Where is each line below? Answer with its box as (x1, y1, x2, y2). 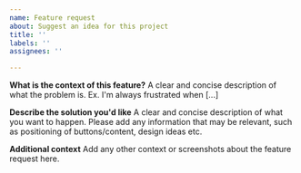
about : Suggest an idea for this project (9, 22, 169, 31)
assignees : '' (9, 47, 64, 56)
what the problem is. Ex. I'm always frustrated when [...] (9, 90, 219, 101)
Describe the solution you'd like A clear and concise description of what (9, 107, 284, 118)
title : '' (9, 30, 47, 39)
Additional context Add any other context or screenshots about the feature (9, 144, 292, 155)
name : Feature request (9, 13, 95, 23)
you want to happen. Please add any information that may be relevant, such (9, 117, 293, 128)
